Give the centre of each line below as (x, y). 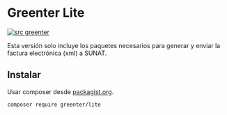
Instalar (24, 75)
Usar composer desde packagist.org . (61, 91)
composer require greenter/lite (54, 105)
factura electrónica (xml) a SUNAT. (57, 53)
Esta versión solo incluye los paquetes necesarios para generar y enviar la (114, 45)
